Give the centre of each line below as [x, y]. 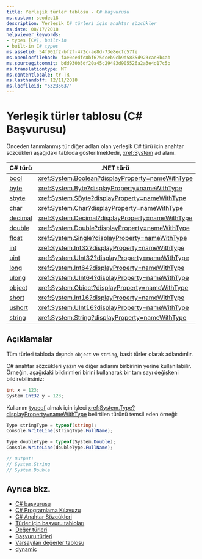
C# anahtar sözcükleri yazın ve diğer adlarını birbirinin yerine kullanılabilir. [99, 366]
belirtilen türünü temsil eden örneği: [133, 414]
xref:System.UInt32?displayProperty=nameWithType [114, 258]
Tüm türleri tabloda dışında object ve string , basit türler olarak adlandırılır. [100, 354]
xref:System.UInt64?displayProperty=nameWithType [114, 277]
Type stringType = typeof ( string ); [52, 425]
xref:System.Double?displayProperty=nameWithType [114, 228]
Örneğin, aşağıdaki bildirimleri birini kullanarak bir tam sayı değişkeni [92, 372]
